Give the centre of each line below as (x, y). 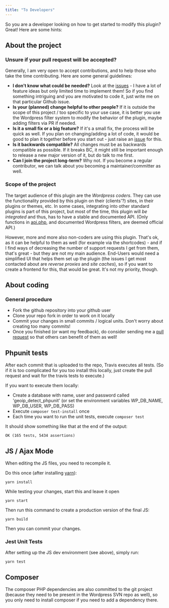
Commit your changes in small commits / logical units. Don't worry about (88, 321)
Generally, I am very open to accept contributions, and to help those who (81, 70)
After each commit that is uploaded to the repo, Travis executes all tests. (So (84, 365)
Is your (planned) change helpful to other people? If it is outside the (84, 107)
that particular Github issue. (41, 102)
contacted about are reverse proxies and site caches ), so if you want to (79, 264)
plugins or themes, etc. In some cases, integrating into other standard (77, 206)
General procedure (29, 299)
